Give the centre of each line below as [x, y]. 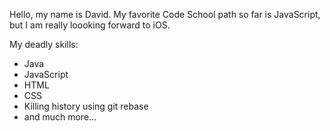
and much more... [60, 117]
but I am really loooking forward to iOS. [90, 25]
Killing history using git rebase [86, 106]
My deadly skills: [44, 44]
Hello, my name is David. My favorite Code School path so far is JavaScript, [165, 14]
